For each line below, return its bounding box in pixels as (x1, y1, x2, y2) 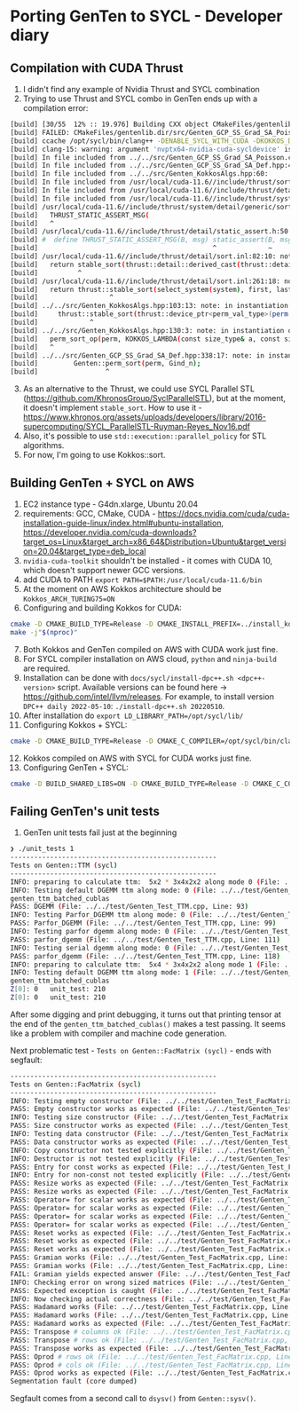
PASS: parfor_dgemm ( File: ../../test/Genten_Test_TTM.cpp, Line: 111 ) (10, 935, 280, 944)
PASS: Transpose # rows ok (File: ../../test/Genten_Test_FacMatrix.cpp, (10, 1336, 289, 1345)
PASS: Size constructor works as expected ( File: (10, 1121, 198, 1131)
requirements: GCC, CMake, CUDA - (22, 508, 156, 518)
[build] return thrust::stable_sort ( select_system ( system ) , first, (10, 285, 273, 294)
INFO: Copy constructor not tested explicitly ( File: (10, 1146, 214, 1155)
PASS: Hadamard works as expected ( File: (10, 1320, 166, 1329)
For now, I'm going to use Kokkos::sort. (22, 450, 166, 461)
